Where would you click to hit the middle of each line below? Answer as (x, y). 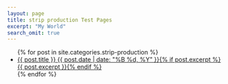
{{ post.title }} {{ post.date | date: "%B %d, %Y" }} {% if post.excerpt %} (119, 60)
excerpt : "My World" (37, 26)
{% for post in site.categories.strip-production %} (87, 52)
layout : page (26, 13)
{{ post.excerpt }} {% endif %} (59, 67)
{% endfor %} (37, 74)
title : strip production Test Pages (60, 20)
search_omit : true (33, 33)
